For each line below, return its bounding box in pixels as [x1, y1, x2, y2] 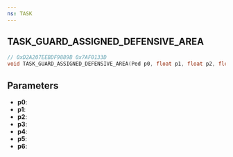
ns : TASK [7, 10, 33, 17]
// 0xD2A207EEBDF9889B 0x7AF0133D [7, 54, 107, 61]
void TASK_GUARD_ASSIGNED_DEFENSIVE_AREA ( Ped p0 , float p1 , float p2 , [7, 60, 216, 68]
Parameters [7, 80, 59, 91]
